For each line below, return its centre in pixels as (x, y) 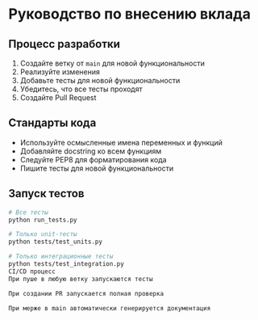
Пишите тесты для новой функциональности (97, 168)
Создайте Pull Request (58, 97)
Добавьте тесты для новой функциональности (100, 80)
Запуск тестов (46, 194)
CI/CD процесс (32, 272)
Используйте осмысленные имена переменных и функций (121, 142)
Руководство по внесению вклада (130, 14)
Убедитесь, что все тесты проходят (81, 89)
